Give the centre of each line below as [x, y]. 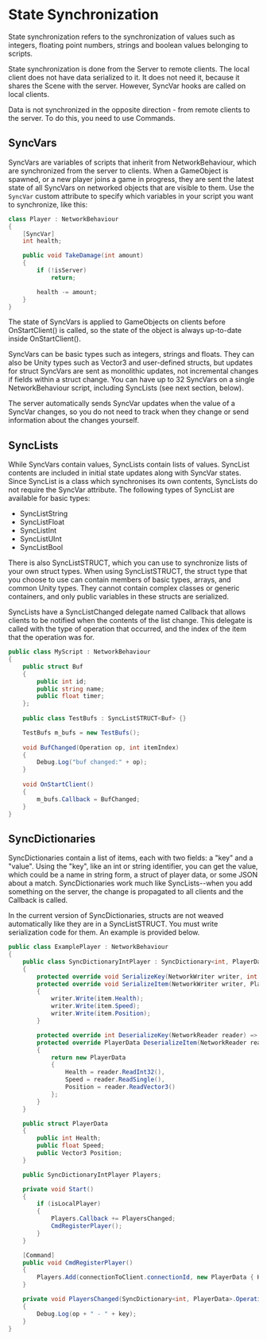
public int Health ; [69, 1138]
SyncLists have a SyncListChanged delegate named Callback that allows [127, 612]
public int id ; [62, 681]
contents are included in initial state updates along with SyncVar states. [125, 473]
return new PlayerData [88, 1057]
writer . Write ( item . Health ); [97, 999]
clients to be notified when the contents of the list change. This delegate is [130, 621]
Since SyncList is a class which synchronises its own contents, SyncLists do [133, 482]
